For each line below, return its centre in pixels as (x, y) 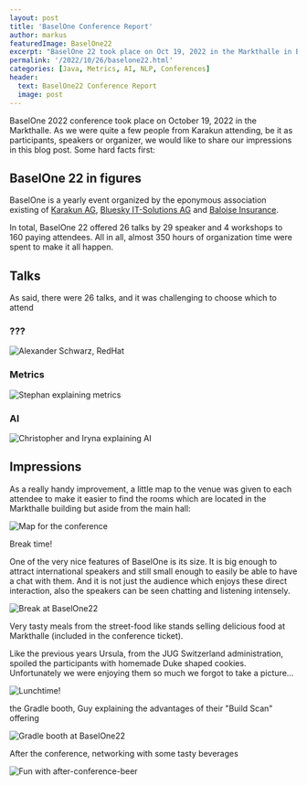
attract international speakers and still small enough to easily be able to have (153, 571)
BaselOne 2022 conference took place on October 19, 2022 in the (133, 121)
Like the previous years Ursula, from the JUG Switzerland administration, (147, 653)
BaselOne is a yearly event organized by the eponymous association (138, 200)
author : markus (38, 35)
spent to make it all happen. (62, 247)
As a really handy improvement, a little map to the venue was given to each (151, 489)
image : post (41, 94)
